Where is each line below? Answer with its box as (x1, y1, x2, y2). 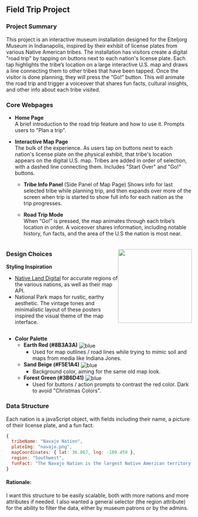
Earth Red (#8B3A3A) (23, 342, 78, 349)
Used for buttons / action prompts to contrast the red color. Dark (32, 381, 189, 388)
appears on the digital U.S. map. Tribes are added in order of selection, (14, 156, 187, 164)
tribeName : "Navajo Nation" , (11, 439, 83, 444)
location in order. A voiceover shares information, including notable (23, 224, 187, 231)
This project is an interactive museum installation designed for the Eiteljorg (6, 35, 187, 43)
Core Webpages (6, 100, 54, 109)
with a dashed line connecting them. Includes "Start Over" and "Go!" (14, 163, 181, 170)
